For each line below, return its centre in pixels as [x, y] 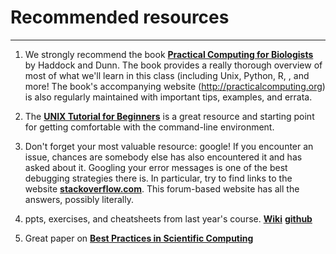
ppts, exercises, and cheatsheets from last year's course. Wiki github [168, 218]
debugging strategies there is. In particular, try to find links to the [158, 178]
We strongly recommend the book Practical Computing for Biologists [169, 54]
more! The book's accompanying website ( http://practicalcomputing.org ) [175, 86]
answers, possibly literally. [79, 199]
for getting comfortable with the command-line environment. [149, 127]
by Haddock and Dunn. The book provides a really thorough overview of [173, 65]
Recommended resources [120, 17]
